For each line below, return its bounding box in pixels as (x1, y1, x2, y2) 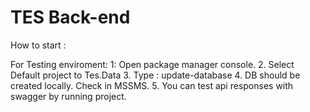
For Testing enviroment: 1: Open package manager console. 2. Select (10, 58, 295, 70)
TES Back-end (10, 6, 131, 29)
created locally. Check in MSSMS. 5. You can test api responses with (10, 79, 294, 91)
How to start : (10, 39, 67, 51)
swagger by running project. (10, 90, 127, 102)
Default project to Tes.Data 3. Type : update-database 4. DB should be (10, 69, 301, 81)
